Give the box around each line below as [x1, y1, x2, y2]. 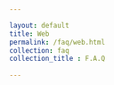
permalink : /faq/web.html [9, 38, 105, 47]
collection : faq [9, 46, 69, 55]
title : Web [9, 29, 50, 38]
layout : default [9, 21, 69, 30]
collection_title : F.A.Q [9, 55, 105, 64]
